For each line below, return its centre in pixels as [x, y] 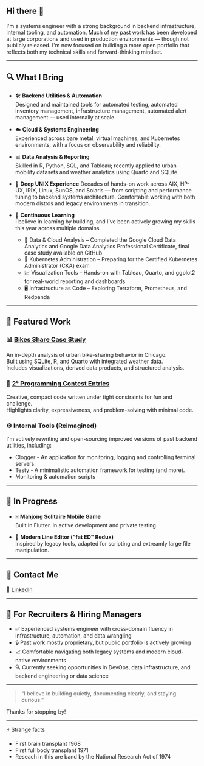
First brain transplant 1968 [48, 744]
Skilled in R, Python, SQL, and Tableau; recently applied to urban [96, 166]
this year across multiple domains [57, 228]
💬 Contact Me [32, 575]
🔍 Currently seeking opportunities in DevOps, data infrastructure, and [103, 667]
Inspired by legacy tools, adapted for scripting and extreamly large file [103, 543]
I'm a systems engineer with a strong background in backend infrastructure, [101, 26]
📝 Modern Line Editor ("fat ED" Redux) [64, 537]
